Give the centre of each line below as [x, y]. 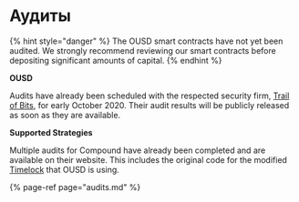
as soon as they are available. [65, 115]
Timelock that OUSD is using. [65, 169]
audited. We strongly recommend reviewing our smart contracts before [143, 50]
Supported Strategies [51, 132]
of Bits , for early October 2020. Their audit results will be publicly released [149, 105]
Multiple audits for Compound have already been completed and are [138, 150]
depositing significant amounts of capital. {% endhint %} [116, 60]
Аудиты [40, 16]
